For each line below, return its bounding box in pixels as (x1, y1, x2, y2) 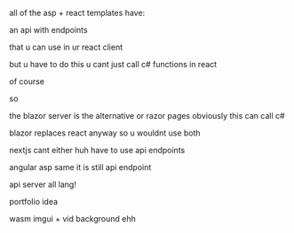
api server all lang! (9, 179, 77, 190)
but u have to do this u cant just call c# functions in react (9, 59, 218, 69)
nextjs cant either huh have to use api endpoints (9, 145, 186, 155)
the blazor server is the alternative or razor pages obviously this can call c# (9, 111, 286, 120)
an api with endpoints (9, 25, 88, 35)
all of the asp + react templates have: (9, 8, 146, 18)
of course (9, 76, 45, 87)
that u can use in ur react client (9, 42, 123, 52)
